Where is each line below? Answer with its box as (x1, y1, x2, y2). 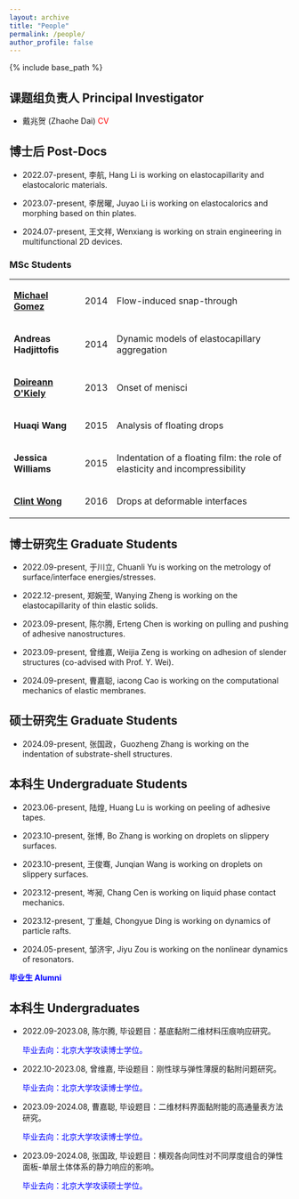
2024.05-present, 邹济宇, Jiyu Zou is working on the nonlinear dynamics (21, 944, 288, 954)
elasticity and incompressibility (116, 463, 246, 475)
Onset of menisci (116, 382, 188, 394)
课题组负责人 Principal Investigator (9, 90, 205, 105)
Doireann (13, 376, 53, 388)
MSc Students (9, 258, 72, 271)
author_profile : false (9, 37, 93, 47)
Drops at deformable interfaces (116, 495, 247, 507)
